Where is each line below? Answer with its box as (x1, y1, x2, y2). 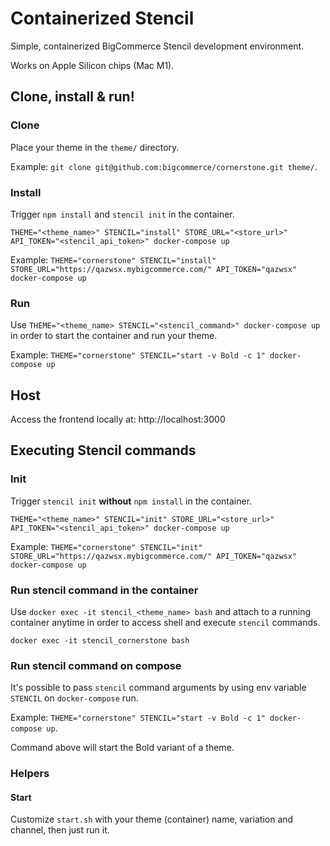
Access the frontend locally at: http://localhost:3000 (10, 413, 226, 426)
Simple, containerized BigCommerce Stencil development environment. (10, 40, 305, 52)
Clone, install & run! (10, 88, 135, 106)
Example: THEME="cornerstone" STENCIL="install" (10, 253, 217, 266)
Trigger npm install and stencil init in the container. (10, 208, 235, 220)
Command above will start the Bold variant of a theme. (10, 742, 235, 754)
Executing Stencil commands (10, 442, 197, 459)
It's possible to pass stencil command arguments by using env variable (10, 682, 307, 694)
